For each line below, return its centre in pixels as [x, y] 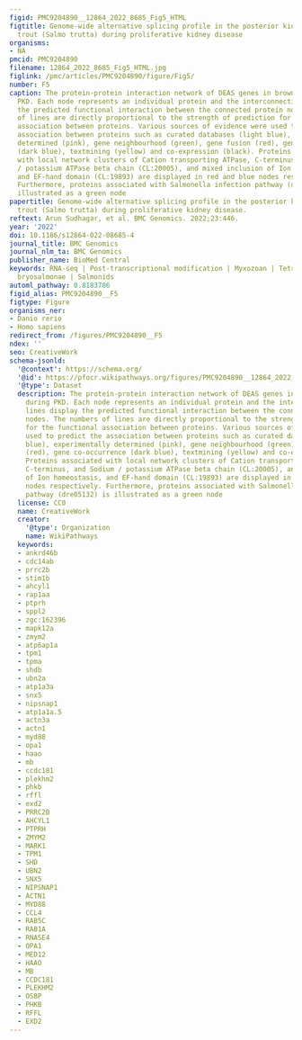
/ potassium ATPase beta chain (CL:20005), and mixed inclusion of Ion [155, 168]
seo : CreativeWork [44, 352]
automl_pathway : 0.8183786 [60, 285]
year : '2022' [34, 227]
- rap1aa [34, 595]
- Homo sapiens [38, 327]
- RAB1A [32, 929]
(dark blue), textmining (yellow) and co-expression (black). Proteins [155, 151]
